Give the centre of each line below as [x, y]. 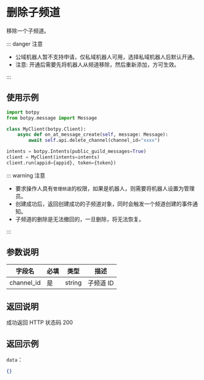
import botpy [23, 112]
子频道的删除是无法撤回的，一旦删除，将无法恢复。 [80, 219]
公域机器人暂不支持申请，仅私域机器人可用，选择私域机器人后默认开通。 [106, 56]
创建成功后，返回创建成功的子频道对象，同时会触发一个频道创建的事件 [104, 204]
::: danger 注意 [25, 44]
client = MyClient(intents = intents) [53, 157]
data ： [15, 360]
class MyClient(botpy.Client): [46, 129]
